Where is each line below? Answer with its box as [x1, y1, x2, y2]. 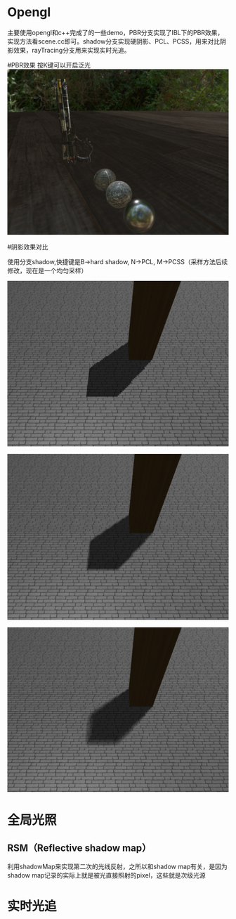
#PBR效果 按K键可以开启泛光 [7, 60, 91, 69]
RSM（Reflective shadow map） [7, 842, 152, 854]
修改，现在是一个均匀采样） [7, 266, 88, 275]
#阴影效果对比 [7, 242, 48, 251]
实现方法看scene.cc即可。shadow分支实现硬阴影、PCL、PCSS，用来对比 [7, 37, 220, 46]
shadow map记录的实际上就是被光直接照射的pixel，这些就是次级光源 [7, 871, 206, 879]
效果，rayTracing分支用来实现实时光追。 [13, 46, 131, 54]
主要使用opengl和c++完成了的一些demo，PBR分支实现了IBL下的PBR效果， [7, 28, 224, 37]
